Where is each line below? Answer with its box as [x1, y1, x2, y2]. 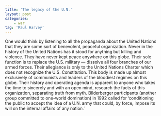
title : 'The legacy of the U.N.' [5, 7, 73, 12]
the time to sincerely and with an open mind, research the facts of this [5, 85, 145, 91]
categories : [5, 16, 29, 21]
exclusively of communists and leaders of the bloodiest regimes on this [5, 75, 147, 81]
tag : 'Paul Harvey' [5, 25, 45, 30]
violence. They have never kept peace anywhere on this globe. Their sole [5, 54, 152, 60]
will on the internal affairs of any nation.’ [5, 105, 85, 112]
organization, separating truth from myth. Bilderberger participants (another [5, 90, 157, 96]
